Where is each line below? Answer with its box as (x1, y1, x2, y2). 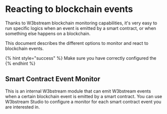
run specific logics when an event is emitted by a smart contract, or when (5, 25, 156, 31)
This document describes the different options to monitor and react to (5, 40, 149, 46)
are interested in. (5, 104, 40, 110)
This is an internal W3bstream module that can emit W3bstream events (5, 88, 151, 94)
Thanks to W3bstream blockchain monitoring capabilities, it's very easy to (5, 20, 158, 26)
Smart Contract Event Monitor (5, 75, 101, 83)
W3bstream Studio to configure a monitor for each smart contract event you (5, 99, 162, 105)
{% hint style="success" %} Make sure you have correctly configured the (5, 55, 157, 61)
